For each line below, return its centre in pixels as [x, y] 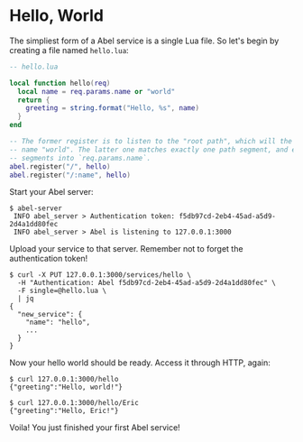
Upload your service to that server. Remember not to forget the [126, 249]
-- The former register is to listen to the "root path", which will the [151, 142]
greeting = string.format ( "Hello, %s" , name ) [113, 108]
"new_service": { [50, 315]
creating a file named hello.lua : [69, 50]
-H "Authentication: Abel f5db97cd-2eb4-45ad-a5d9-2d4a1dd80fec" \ [147, 283]
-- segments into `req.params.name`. [80, 158]
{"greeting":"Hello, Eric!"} [64, 411]
